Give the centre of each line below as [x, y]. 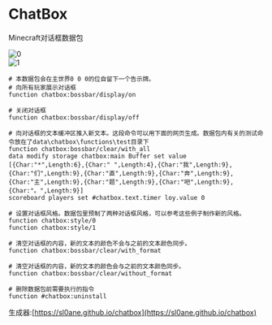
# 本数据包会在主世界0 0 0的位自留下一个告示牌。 [82, 79]
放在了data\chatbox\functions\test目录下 [82, 142]
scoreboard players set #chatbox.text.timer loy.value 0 [107, 197]
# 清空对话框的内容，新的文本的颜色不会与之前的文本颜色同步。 [100, 243]
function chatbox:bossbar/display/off [74, 117]
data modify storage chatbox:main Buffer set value [97, 156]
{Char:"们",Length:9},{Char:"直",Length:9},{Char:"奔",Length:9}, [121, 173]
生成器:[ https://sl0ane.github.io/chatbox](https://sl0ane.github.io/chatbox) [133, 312]
